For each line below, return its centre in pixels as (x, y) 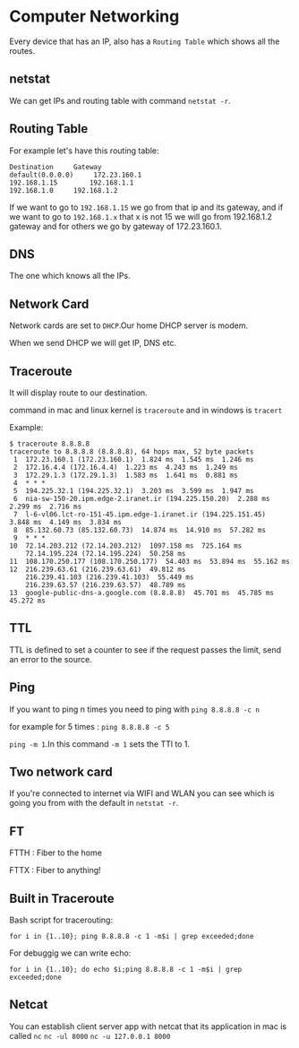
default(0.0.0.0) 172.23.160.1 (76, 175)
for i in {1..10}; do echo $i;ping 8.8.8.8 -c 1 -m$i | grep (126, 970)
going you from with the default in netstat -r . (94, 803)
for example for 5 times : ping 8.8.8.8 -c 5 (90, 726)
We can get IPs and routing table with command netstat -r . (120, 100)
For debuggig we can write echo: (70, 953)
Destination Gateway (56, 167)
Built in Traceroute (62, 898)
